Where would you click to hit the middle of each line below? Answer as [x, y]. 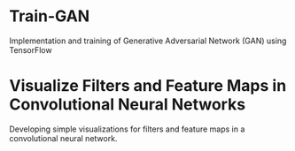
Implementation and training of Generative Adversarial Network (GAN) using [148, 41]
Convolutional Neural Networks [128, 105]
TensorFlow [31, 49]
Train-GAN [50, 16]
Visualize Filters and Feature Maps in [148, 86]
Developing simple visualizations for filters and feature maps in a [127, 129]
